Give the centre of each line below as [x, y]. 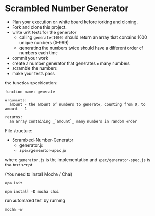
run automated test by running [35, 200]
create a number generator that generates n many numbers [71, 63]
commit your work [30, 58]
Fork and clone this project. [39, 27]
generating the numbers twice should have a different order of [81, 48]
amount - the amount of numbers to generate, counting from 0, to [77, 104]
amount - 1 [16, 109]
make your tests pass [33, 73]
